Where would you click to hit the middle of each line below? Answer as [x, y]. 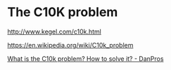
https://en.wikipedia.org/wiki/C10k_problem [70, 45]
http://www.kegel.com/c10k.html [55, 31]
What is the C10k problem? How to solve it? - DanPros [85, 58]
